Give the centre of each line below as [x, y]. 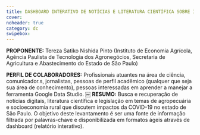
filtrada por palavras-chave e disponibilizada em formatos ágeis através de [98, 120]
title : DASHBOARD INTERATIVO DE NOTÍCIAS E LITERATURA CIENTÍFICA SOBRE [98, 12]
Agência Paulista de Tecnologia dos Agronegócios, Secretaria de [86, 57]
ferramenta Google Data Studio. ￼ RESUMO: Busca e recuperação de [92, 94]
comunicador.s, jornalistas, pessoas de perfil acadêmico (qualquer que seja [99, 81]
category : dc [22, 28]
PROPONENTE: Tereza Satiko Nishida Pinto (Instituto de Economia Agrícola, [99, 51]
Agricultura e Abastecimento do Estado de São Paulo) [72, 64]
